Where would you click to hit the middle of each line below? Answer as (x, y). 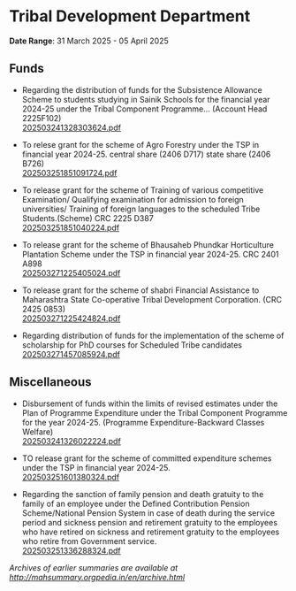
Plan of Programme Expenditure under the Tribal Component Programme (155, 412)
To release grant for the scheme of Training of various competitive (143, 190)
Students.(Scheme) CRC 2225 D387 (88, 218)
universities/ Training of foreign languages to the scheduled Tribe (141, 209)
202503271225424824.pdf (71, 318)
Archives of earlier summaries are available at (94, 567)
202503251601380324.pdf (71, 477)
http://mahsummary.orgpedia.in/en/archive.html (97, 577)
